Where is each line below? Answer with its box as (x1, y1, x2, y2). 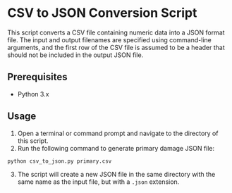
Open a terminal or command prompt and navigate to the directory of (17, 129, 219, 137)
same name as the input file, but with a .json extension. (17, 178, 180, 186)
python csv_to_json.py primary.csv (7, 157, 112, 165)
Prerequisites (7, 71, 68, 83)
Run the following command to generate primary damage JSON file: (17, 144, 215, 152)
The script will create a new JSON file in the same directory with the (17, 170, 216, 179)
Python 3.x (17, 89, 49, 98)
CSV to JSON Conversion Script (7, 5, 197, 21)
